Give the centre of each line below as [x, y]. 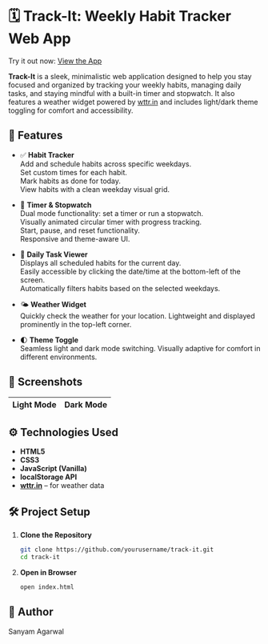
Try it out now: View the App [55, 61]
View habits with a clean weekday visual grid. [95, 189]
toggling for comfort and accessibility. [71, 110]
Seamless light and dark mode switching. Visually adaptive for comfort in [140, 348]
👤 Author [31, 612]
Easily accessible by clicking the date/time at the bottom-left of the [130, 271]
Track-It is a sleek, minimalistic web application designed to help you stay [130, 76]
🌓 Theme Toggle [49, 340]
